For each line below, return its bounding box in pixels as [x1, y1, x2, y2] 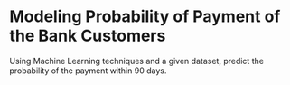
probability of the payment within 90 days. [9, 65, 167, 76]
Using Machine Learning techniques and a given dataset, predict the [9, 55, 265, 66]
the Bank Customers [9, 25, 166, 46]
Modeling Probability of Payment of [9, 6, 281, 27]
